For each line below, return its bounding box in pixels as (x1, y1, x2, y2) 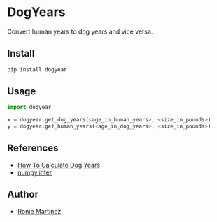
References (7, 142, 59, 154)
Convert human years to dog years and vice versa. (7, 27, 153, 36)
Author (7, 188, 38, 200)
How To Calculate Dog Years (17, 161, 100, 169)
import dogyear (7, 104, 52, 111)
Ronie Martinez (17, 207, 62, 215)
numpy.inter (17, 168, 52, 177)
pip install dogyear (7, 66, 68, 73)
